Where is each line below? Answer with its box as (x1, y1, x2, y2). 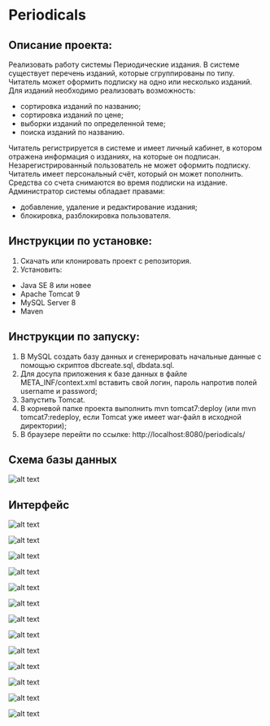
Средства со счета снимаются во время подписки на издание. (8, 177, 228, 187)
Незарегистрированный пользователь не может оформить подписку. (8, 160, 250, 170)
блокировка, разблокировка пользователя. (20, 211, 171, 221)
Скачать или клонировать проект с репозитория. (20, 256, 192, 265)
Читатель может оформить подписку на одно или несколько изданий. (8, 77, 253, 86)
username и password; (20, 386, 98, 396)
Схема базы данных (8, 453, 118, 467)
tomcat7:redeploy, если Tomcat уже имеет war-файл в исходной (20, 412, 242, 422)
